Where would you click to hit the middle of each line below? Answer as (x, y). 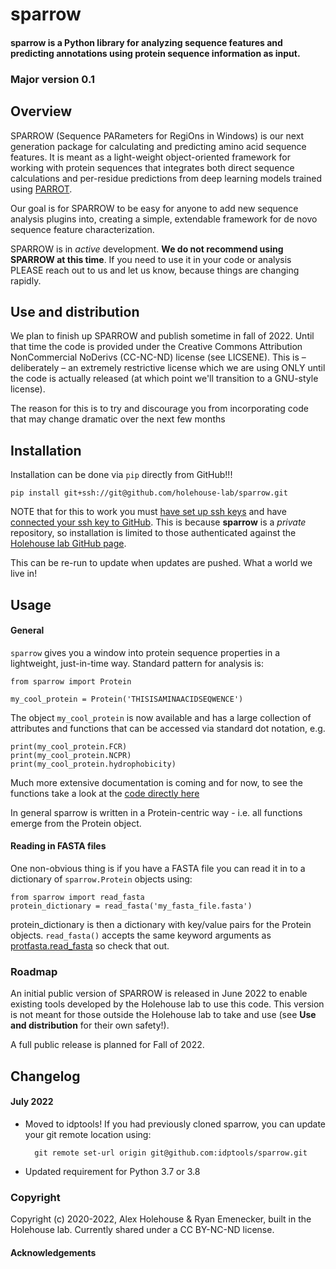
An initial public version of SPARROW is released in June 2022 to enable (159, 994)
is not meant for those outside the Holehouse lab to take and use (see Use (163, 1015)
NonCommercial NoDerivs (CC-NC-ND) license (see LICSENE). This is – (158, 357)
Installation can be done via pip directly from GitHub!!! (121, 475)
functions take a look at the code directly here (105, 793)
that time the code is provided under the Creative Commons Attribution (156, 347)
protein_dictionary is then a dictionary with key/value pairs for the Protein (161, 924)
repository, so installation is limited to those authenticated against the (153, 533)
